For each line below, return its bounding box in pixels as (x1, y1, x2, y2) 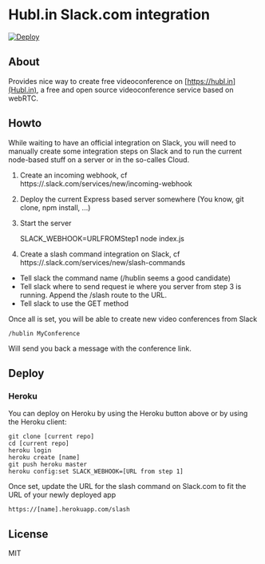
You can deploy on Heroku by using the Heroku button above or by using (8, 409, 248, 419)
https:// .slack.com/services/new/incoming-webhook (19, 178, 193, 189)
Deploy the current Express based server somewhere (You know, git (19, 194, 245, 204)
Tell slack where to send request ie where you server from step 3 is (19, 281, 242, 291)
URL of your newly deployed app (8, 490, 117, 500)
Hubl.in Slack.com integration (8, 6, 210, 24)
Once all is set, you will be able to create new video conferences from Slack (8, 314, 258, 324)
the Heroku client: (8, 417, 67, 427)
